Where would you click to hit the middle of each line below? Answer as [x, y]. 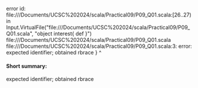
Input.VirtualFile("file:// [34, 27]
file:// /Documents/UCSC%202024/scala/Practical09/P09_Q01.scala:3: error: [99, 46]
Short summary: [27, 66]
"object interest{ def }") [63, 34]
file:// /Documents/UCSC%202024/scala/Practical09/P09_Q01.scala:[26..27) [99, 15]
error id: [16, 9]
